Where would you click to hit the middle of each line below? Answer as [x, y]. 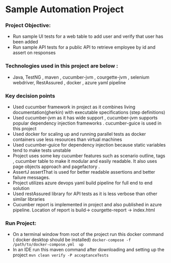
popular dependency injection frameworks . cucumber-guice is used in [87, 123]
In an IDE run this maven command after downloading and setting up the [88, 250]
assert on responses [34, 53]
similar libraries [28, 199]
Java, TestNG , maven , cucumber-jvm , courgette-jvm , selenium [81, 77]
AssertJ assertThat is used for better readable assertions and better [84, 172]
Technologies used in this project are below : [62, 66]
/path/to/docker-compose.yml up [48, 245]
